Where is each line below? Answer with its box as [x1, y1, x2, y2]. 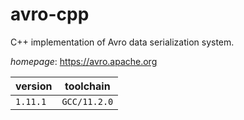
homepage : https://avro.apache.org [10, 55, 158, 67]
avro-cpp [10, 3, 90, 26]
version [15, 79, 53, 93]
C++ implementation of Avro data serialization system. [10, 36, 235, 48]
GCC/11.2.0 [61, 96, 114, 107]
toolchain [64, 79, 111, 93]
